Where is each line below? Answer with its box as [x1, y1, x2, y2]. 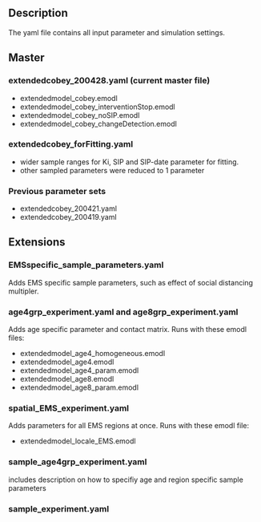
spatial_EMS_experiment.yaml [8, 403, 130, 414]
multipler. [8, 286, 39, 296]
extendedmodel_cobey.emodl [19, 93, 118, 103]
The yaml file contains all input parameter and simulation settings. [8, 27, 226, 37]
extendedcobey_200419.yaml [19, 212, 118, 222]
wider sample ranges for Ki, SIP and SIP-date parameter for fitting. [19, 156, 239, 167]
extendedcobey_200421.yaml [19, 204, 118, 213]
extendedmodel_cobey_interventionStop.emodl [19, 102, 176, 111]
